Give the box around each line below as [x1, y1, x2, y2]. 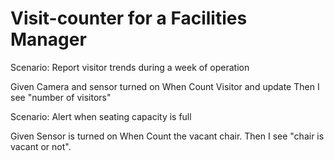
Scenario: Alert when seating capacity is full [10, 110, 192, 122]
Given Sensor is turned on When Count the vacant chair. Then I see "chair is [10, 130, 325, 142]
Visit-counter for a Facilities [10, 7, 248, 30]
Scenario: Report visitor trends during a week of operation [10, 61, 250, 73]
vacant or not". [10, 140, 72, 152]
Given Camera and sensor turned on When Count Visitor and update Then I [10, 80, 320, 92]
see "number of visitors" [10, 91, 112, 103]
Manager [10, 28, 87, 51]
